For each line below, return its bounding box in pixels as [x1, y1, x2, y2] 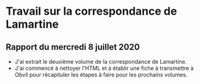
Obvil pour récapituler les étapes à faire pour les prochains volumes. [14, 71, 188, 78]
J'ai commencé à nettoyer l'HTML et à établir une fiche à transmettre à [14, 64, 194, 72]
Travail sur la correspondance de [6, 4, 177, 18]
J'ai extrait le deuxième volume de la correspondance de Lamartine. [14, 58, 187, 65]
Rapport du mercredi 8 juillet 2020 [6, 42, 140, 52]
